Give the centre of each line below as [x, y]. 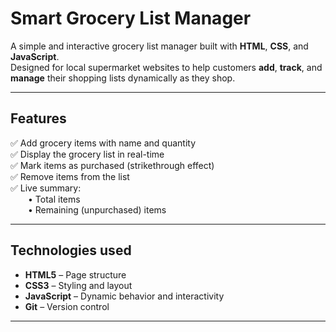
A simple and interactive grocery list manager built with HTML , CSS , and [159, 46]
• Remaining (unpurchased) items [97, 209]
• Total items [54, 199]
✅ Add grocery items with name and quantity [103, 143]
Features [38, 118]
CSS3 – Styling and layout [78, 285]
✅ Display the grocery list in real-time [87, 154]
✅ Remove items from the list [70, 176]
